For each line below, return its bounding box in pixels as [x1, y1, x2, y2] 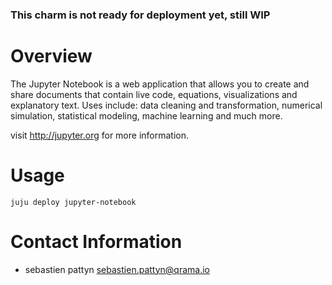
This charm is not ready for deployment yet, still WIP [10, 8, 271, 22]
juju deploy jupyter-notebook [10, 197, 137, 207]
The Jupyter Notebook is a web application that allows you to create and [10, 78, 310, 90]
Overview [10, 45, 93, 68]
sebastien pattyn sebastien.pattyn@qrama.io [24, 263, 210, 275]
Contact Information [10, 230, 183, 253]
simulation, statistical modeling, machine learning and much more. [10, 109, 283, 122]
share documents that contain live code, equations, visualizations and [10, 88, 298, 100]
